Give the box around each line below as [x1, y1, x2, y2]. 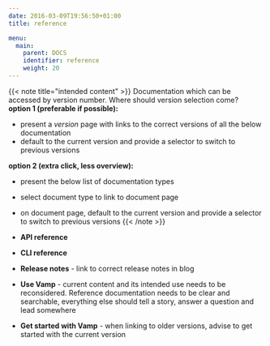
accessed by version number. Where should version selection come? [8, 95, 239, 105]
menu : [8, 34, 27, 42]
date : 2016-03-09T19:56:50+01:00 [8, 11, 122, 20]
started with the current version [19, 329, 126, 339]
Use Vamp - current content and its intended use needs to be [19, 279, 226, 288]
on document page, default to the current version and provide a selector [19, 207, 262, 217]
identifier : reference [23, 57, 100, 65]
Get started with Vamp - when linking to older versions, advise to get [19, 321, 253, 331]
